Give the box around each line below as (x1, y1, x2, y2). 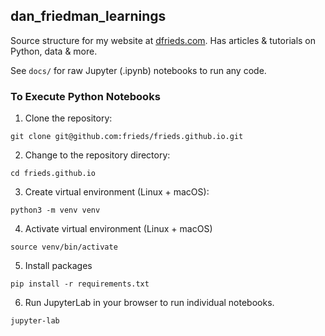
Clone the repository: (24, 112, 113, 124)
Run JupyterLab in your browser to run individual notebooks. (24, 297, 275, 309)
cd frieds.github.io (10, 169, 97, 179)
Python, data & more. (10, 45, 98, 57)
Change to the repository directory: (24, 149, 171, 161)
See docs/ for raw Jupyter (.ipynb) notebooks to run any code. (10, 64, 267, 76)
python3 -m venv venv (10, 205, 101, 216)
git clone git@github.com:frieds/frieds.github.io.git (10, 132, 244, 142)
